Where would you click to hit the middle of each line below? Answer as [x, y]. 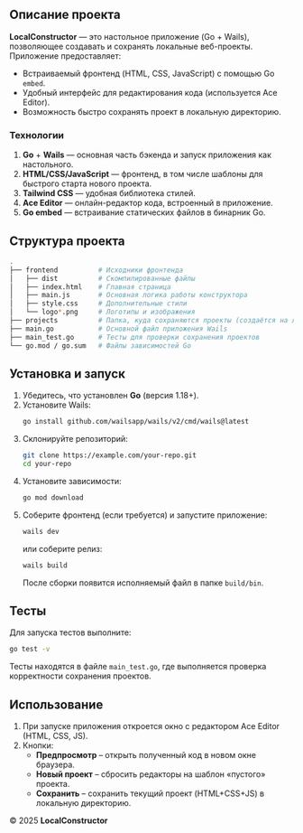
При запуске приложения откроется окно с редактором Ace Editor [151, 726]
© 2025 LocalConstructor [59, 820]
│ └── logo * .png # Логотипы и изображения [102, 312]
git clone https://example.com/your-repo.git [109, 455]
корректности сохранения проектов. [80, 676]
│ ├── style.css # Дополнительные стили [98, 304]
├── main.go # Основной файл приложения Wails [119, 329]
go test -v [30, 650]
